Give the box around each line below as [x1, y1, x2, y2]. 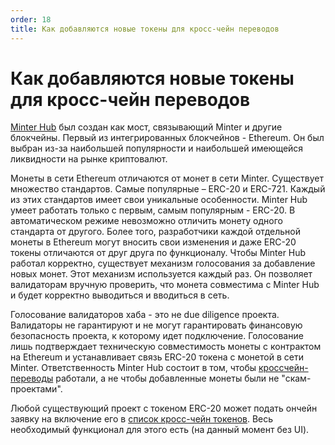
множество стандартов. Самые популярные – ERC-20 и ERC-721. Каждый [10, 183, 326, 195]
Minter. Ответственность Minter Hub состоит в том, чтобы [10, 362, 257, 374]
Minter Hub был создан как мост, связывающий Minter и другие [10, 121, 283, 133]
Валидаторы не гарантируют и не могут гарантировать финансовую [10, 319, 303, 331]
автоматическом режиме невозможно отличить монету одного [10, 215, 283, 227]
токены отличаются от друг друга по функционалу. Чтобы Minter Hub [10, 247, 307, 259]
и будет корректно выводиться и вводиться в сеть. [10, 289, 230, 301]
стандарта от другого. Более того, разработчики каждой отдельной [10, 226, 302, 238]
